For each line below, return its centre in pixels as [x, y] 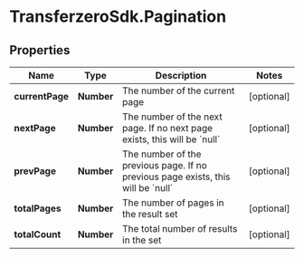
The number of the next [172, 117]
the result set [150, 214]
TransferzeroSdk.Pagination [118, 17]
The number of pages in [173, 203]
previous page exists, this [176, 177]
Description [181, 76]
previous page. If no [164, 165]
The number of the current [178, 91]
